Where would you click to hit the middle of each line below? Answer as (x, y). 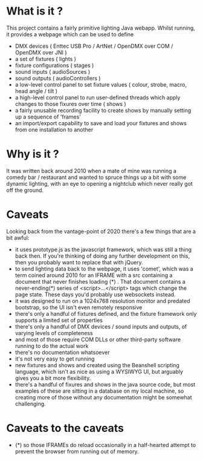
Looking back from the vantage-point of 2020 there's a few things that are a (101, 231)
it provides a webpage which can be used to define (70, 34)
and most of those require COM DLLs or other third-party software (98, 339)
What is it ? (35, 11)
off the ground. (25, 190)
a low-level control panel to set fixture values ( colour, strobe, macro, (101, 84)
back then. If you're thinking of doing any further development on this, (102, 256)
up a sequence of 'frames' (48, 117)
